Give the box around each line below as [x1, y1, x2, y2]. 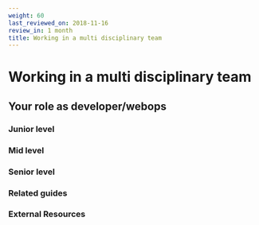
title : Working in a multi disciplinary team [8, 33, 162, 42]
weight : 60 [8, 11, 45, 20]
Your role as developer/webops [8, 99, 167, 113]
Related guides [8, 188, 68, 199]
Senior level [8, 166, 56, 177]
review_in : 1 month [8, 26, 73, 34]
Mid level [8, 145, 45, 156]
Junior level [8, 123, 55, 134]
